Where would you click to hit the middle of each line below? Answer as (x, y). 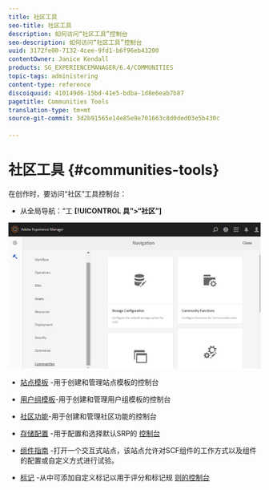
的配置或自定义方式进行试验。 (69, 460)
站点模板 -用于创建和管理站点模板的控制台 (89, 383)
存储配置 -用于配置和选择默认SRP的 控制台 (90, 434)
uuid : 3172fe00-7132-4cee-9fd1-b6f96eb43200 (84, 51)
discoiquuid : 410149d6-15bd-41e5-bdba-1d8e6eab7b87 (96, 93)
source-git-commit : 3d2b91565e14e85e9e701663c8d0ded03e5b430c (114, 119)
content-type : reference (50, 84)
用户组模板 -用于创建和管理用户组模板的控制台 (95, 399)
